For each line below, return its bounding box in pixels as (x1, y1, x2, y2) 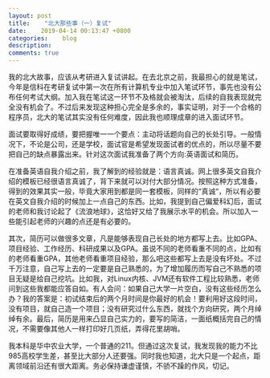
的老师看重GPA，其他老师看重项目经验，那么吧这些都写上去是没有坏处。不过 (8, 254, 263, 263)
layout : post (8, 11, 52, 20)
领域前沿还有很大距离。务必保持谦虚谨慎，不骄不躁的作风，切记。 (14, 361, 234, 370)
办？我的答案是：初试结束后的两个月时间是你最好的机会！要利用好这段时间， (8, 294, 262, 303)
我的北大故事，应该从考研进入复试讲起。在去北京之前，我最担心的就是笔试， (8, 72, 262, 81)
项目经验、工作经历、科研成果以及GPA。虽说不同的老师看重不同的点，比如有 (8, 244, 263, 253)
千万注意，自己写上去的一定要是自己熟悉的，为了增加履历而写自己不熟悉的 (8, 264, 255, 273)
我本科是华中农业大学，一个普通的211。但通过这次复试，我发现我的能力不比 (8, 341, 258, 350)
